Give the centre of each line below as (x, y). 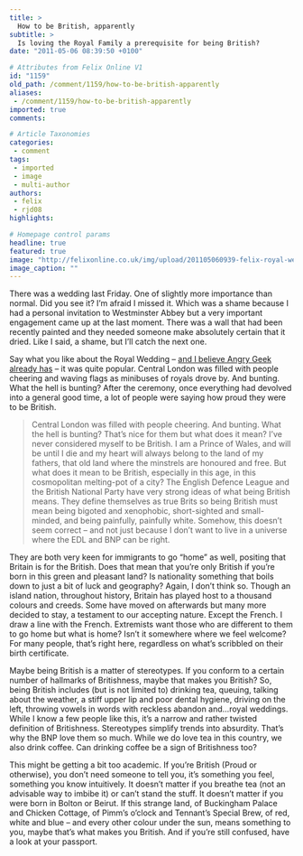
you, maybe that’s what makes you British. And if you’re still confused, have (150, 833)
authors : (26, 193)
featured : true (38, 251)
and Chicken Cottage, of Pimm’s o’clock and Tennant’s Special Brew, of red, (150, 813)
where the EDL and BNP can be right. (101, 540)
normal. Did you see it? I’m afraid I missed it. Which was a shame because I (149, 303)
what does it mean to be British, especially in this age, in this (144, 473)
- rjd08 (28, 210)
